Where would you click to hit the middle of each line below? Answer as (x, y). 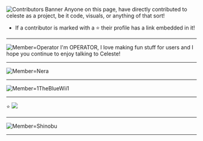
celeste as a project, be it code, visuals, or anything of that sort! (85, 16)
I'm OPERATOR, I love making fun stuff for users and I (127, 47)
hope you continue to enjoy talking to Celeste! (63, 54)
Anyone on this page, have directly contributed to (126, 9)
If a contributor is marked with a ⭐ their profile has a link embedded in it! (105, 28)
